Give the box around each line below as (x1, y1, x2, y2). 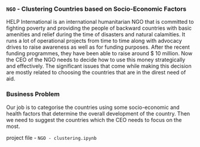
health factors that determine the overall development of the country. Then (6, 110, 190, 117)
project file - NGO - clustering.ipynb (6, 134, 97, 141)
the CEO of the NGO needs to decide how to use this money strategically (6, 56, 186, 64)
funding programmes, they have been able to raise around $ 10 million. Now (6, 50, 193, 57)
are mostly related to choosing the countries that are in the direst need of (6, 69, 186, 76)
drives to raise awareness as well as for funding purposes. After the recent (6, 43, 190, 51)
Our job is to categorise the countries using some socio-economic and (6, 104, 180, 111)
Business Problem (6, 90, 60, 98)
